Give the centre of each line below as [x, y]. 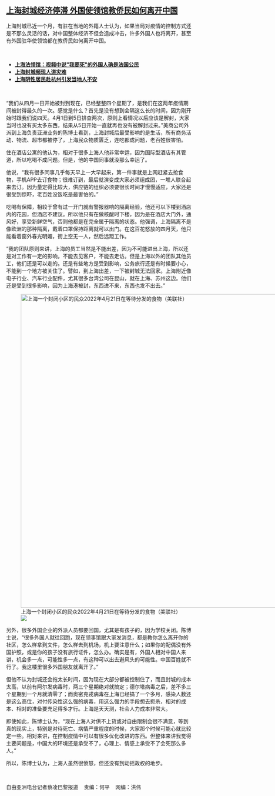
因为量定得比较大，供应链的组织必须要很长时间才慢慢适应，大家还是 [109, 186]
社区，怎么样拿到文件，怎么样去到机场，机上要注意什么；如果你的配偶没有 [96, 645]
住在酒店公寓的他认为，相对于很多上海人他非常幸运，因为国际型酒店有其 [93, 152]
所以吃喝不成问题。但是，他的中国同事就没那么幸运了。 [83, 159]
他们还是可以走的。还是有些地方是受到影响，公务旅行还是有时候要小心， [104, 263]
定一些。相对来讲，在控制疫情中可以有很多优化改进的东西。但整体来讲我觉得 [99, 736]
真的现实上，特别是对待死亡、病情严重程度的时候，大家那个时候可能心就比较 [99, 728]
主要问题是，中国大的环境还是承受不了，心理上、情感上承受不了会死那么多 [96, 743]
